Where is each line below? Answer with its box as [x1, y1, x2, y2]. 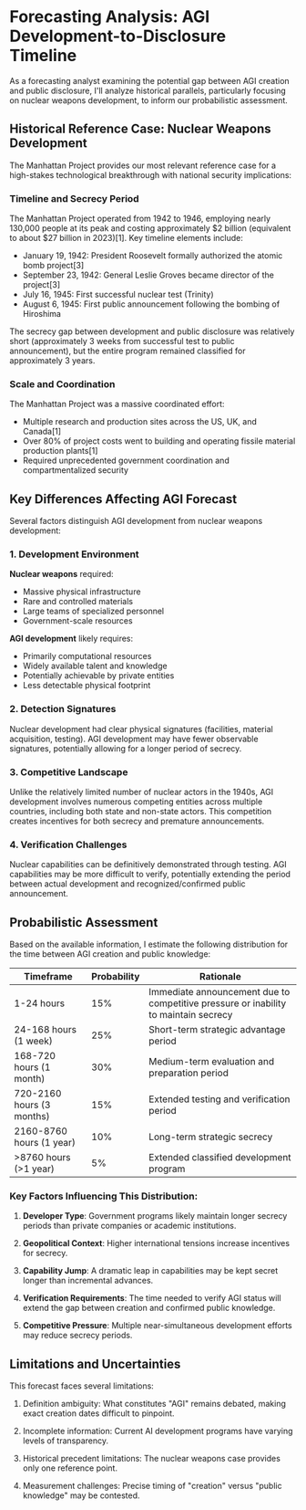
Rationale [199, 970, 241, 983]
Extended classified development [148, 1151, 291, 1164]
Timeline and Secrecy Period [9, 192, 139, 204]
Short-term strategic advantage [148, 1023, 286, 1036]
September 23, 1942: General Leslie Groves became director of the [22, 269, 275, 280]
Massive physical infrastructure [22, 586, 141, 597]
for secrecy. [22, 1248, 68, 1259]
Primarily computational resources [22, 651, 152, 662]
